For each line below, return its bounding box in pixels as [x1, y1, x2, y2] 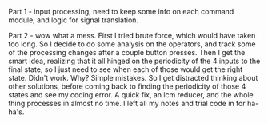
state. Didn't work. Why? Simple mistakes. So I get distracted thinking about [8, 73, 258, 82]
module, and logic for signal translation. [8, 15, 138, 25]
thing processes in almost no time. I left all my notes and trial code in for [8, 99, 246, 108]
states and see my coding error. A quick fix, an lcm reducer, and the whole [8, 90, 254, 99]
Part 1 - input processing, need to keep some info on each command [8, 7, 234, 16]
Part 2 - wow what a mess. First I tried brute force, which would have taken [8, 31, 256, 40]
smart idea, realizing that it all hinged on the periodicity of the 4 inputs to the [8, 56, 261, 65]
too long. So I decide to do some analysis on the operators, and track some [8, 39, 256, 49]
